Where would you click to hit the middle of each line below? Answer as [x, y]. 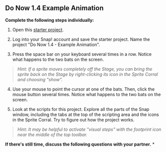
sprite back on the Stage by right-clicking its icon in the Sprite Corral [87, 74]
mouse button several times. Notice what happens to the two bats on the [86, 94]
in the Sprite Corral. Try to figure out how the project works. [73, 120]
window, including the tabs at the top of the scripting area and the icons [86, 114]
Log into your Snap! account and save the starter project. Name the [81, 39]
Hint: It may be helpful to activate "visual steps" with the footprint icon [89, 129]
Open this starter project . [38, 30]
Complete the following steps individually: [50, 20]
